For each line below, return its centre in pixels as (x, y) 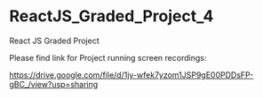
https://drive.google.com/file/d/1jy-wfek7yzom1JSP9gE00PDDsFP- (131, 75)
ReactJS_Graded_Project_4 (112, 16)
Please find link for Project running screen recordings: (108, 57)
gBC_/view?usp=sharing (54, 84)
